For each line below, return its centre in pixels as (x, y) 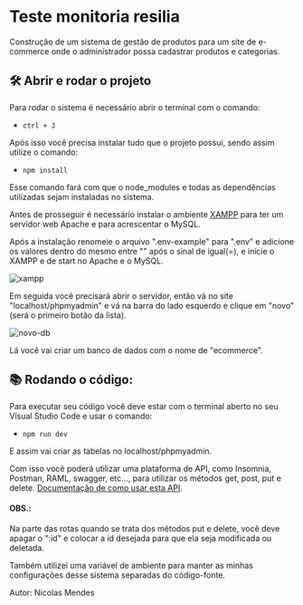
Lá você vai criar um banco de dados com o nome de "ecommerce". (137, 350)
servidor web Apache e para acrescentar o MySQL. (105, 224)
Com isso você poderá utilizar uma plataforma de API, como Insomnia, (141, 468)
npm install (45, 170)
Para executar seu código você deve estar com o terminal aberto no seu (144, 406)
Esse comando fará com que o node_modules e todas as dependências (142, 187)
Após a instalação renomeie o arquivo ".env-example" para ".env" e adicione (152, 241)
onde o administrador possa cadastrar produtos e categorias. (166, 51)
